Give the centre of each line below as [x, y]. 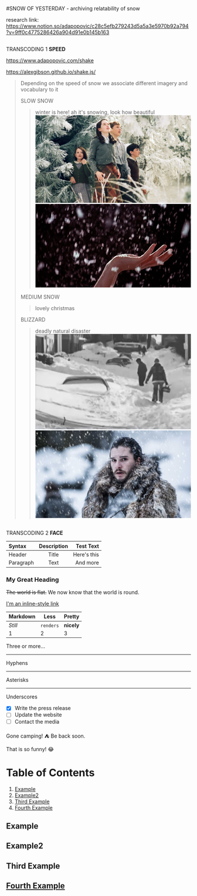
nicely [72, 625]
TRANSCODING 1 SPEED [36, 49]
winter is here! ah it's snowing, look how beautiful [95, 112]
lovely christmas [55, 308]
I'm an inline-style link [33, 603]
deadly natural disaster [63, 331]
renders [50, 626]
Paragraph [21, 563]
